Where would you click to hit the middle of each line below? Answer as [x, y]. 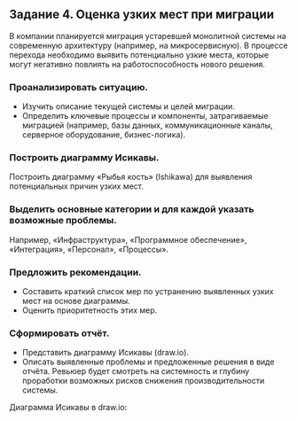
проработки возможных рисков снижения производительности [143, 381]
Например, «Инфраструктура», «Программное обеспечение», [128, 239]
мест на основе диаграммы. [76, 301]
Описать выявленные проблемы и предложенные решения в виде [148, 362]
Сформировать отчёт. [59, 333]
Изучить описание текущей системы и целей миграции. [128, 106]
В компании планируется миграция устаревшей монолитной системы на [148, 35]
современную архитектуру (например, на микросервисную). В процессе [148, 45]
